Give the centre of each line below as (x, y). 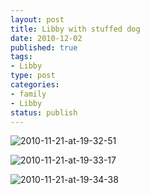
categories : (35, 85)
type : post (33, 76)
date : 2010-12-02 (46, 38)
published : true (44, 47)
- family (28, 94)
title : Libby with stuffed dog (75, 29)
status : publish (44, 112)
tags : (21, 57)
